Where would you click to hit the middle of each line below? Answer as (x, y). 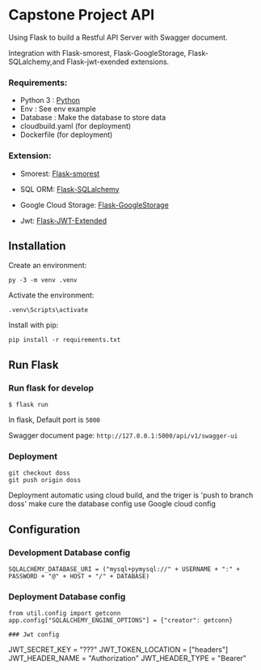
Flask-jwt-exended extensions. (118, 62)
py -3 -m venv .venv (43, 280)
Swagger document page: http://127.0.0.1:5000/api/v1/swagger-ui (123, 436)
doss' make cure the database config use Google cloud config (112, 504)
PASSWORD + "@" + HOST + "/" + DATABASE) (79, 577)
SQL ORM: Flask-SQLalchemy (69, 189)
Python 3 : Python (50, 100)
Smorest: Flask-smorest (60, 173)
